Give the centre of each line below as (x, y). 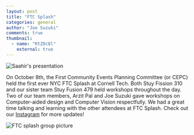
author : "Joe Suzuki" (32, 28)
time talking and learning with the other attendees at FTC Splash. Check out (97, 108)
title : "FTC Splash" (31, 17)
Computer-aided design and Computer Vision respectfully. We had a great (96, 102)
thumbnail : (19, 38)
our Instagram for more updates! (45, 114)
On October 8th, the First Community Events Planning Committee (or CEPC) (97, 77)
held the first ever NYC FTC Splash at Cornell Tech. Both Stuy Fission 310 (94, 83)
